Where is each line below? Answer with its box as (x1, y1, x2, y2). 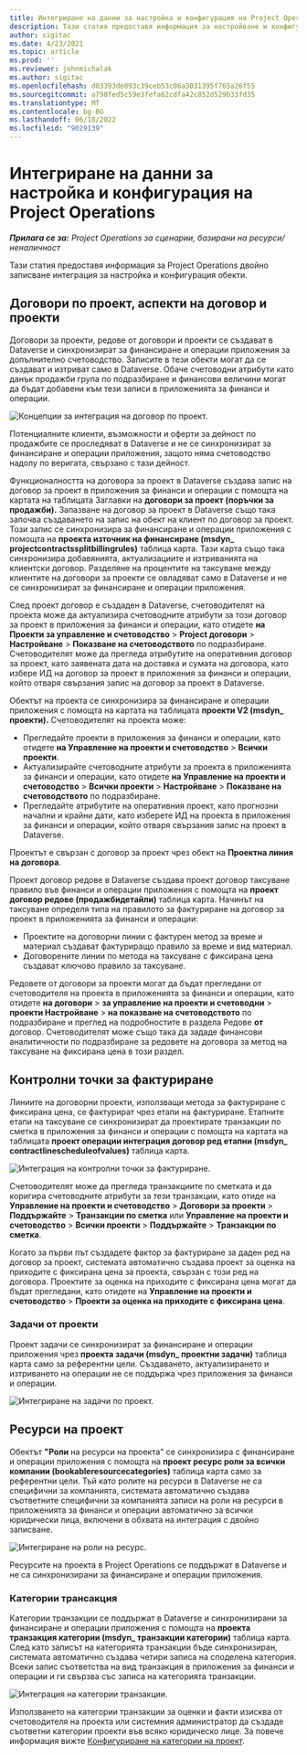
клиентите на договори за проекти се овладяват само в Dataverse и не (9, 572, 288, 583)
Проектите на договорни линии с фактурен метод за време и (22, 931, 263, 941)
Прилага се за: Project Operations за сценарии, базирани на (9, 232, 248, 243)
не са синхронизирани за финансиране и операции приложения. (9, 1569, 263, 1579)
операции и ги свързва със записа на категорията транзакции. (9, 1670, 257, 1682)
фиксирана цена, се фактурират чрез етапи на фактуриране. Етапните (9, 1106, 285, 1117)
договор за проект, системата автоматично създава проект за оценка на (9, 1256, 296, 1267)
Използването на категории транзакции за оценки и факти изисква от (9, 1706, 283, 1717)
